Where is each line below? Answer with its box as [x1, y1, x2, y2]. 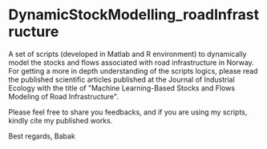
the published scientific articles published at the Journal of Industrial [8, 74, 235, 84]
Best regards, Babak [8, 131, 76, 141]
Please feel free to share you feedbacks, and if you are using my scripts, [8, 107, 248, 117]
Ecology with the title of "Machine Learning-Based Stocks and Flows [8, 83, 235, 93]
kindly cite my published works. [8, 115, 113, 125]
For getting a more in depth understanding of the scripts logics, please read [8, 66, 258, 75]
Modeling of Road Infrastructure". [8, 91, 119, 101]
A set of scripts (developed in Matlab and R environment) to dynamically [8, 49, 247, 58]
